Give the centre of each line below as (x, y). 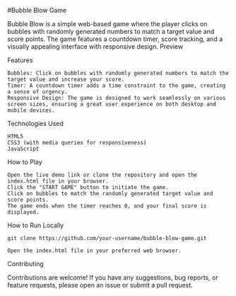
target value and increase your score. (66, 79)
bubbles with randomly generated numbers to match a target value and (111, 32)
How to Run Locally (36, 225)
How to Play (25, 162)
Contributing (25, 264)
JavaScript (23, 149)
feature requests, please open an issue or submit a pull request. (100, 285)
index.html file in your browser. (58, 181)
